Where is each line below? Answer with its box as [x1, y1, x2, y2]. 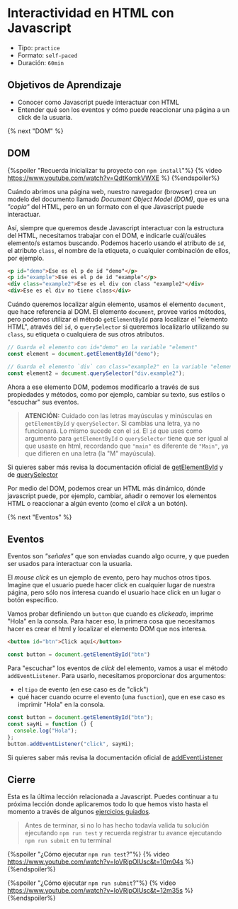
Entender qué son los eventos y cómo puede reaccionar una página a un [17, 105, 230, 114]
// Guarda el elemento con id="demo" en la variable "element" [7, 344, 198, 351]
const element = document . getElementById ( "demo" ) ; [7, 350, 160, 357]
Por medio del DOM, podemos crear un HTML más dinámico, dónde [7, 484, 205, 492]
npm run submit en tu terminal [24, 836, 112, 845]
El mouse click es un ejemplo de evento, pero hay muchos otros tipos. [7, 573, 212, 582]
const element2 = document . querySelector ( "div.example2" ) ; [7, 370, 186, 377]
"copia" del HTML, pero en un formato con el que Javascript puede [7, 202, 204, 210]
